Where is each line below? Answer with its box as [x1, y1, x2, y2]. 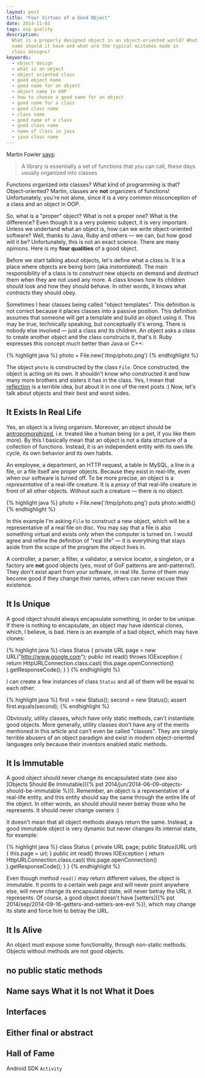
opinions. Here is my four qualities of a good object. [6, 244, 138, 252]
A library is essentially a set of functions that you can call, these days [21, 163, 196, 170]
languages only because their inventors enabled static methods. [6, 740, 168, 747]
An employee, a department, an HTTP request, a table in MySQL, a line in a [6, 461, 195, 468]
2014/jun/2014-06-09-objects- [104, 780, 183, 788]
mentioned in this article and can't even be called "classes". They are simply [6, 727, 198, 735]
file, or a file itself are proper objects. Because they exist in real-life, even [6, 468, 190, 475]
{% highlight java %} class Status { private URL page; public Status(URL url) [6, 843, 197, 851]
